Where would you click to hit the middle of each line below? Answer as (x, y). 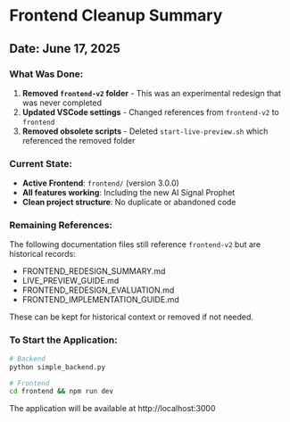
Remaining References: (61, 226)
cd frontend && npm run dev (62, 392)
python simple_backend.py (57, 367)
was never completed (62, 103)
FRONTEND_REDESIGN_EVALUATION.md (98, 290)
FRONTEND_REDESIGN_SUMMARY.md (94, 271)
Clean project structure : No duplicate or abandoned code (129, 203)
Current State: (41, 163)
